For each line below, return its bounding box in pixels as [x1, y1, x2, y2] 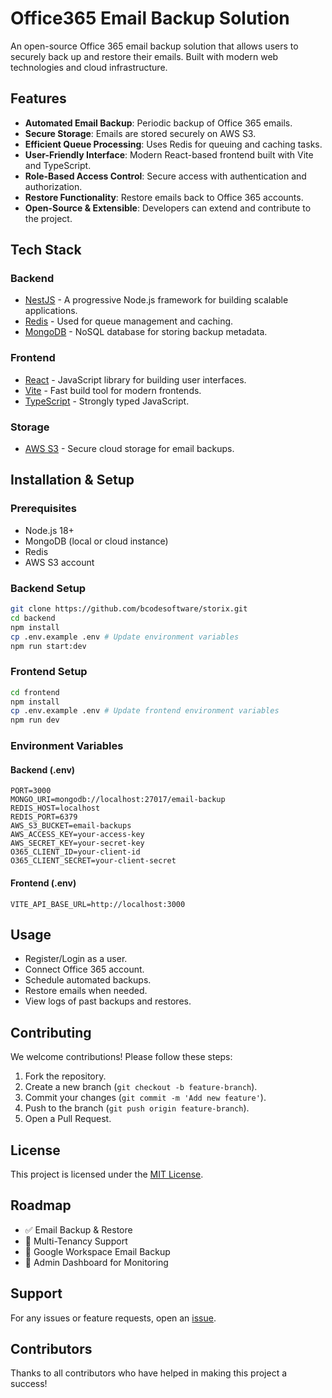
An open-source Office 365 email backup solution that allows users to [10, 40, 299, 52]
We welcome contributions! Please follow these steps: [10, 1051, 233, 1063]
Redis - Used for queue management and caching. [24, 315, 234, 327]
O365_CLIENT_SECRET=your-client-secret [10, 856, 177, 866]
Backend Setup [10, 581, 87, 595]
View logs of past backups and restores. [24, 995, 192, 1007]
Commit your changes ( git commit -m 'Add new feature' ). [24, 1092, 267, 1104]
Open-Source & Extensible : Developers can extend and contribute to [24, 202, 312, 214]
